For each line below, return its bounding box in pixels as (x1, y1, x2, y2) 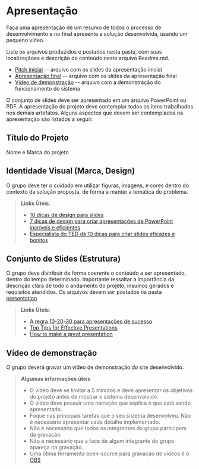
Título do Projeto (6, 133, 70, 143)
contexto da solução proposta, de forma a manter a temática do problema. (6, 188, 188, 195)
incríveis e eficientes (29, 223, 81, 231)
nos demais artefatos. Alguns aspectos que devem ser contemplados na (6, 109, 184, 116)
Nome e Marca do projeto (6, 148, 70, 156)
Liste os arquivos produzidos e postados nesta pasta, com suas (6, 48, 162, 55)
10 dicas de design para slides (29, 211, 104, 218)
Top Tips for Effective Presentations (29, 324, 118, 331)
